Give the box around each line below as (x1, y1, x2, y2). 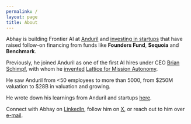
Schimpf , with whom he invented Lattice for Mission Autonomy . (6, 66, 158, 73)
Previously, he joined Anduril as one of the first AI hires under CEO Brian (6, 59, 180, 66)
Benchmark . (6, 48, 37, 55)
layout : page (6, 14, 38, 20)
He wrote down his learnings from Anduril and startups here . (6, 94, 152, 101)
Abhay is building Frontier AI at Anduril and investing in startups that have (6, 36, 183, 43)
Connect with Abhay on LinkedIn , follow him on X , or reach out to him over (6, 106, 185, 113)
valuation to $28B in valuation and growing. (6, 83, 111, 90)
